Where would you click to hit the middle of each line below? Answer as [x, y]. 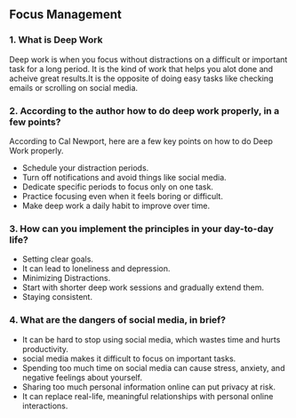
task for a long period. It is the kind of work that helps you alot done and [141, 68]
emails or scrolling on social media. [74, 87]
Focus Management [66, 15]
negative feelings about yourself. [82, 377]
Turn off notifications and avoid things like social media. [124, 177]
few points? [35, 122]
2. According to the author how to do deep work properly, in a [144, 110]
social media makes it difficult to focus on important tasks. [129, 358]
